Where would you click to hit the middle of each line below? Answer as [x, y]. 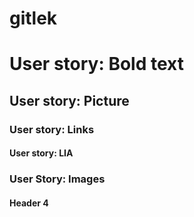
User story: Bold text [96, 64]
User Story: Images [57, 179]
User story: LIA [41, 153]
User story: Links [52, 129]
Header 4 [29, 203]
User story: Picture [69, 100]
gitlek [33, 18]
